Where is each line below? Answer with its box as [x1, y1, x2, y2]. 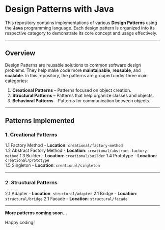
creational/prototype [5, 158, 50, 163]
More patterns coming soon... [5, 210, 67, 216]
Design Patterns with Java [5, 3, 114, 15]
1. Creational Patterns [5, 131, 57, 138]
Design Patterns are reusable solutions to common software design [5, 62, 141, 68]
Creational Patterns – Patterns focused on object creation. [12, 87, 132, 93]
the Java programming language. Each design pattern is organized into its [5, 25, 155, 30]
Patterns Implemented [5, 116, 75, 125]
